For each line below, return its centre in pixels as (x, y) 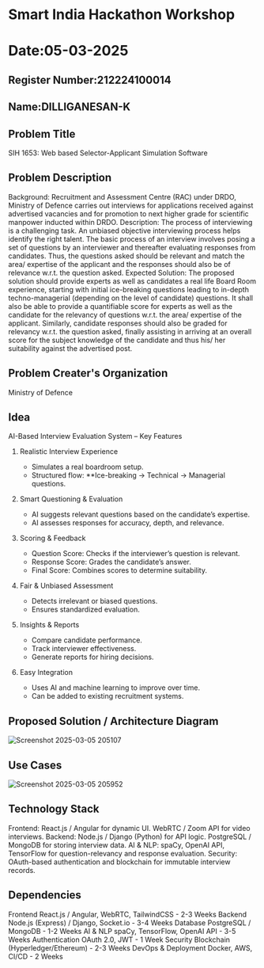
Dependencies (45, 896)
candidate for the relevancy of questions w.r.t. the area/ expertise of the (125, 314)
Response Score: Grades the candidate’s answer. (111, 562)
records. (22, 870)
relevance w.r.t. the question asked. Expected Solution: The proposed (121, 272)
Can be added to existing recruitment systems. (107, 696)
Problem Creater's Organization (88, 373)
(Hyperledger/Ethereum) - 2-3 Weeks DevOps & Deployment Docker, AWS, (130, 947)
